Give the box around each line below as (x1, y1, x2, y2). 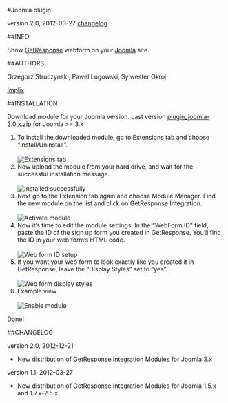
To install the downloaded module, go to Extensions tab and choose (17, 134, 210, 141)
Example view (17, 287, 57, 295)
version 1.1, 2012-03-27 (7, 369, 74, 376)
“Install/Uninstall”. (17, 141, 68, 149)
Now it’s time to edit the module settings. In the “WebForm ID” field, (17, 221, 209, 229)
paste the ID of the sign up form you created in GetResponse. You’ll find (17, 229, 222, 236)
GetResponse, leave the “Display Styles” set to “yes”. (17, 265, 168, 273)
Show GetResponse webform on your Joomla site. (7, 46, 149, 54)
